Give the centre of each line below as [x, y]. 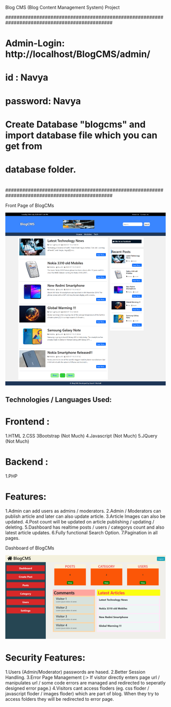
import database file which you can [81, 135]
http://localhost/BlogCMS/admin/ [78, 54]
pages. [12, 538]
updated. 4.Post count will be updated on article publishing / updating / [80, 521]
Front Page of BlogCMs [30, 206]
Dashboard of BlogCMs [30, 548]
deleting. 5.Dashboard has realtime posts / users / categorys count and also [85, 527]
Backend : [27, 462]
